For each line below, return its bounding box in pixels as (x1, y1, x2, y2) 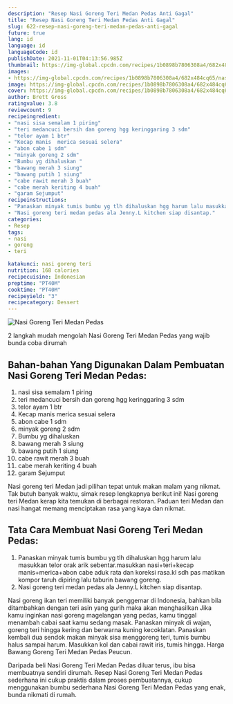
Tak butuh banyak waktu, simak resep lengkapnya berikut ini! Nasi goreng (8, 489, 218, 498)
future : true (8, 29, 46, 37)
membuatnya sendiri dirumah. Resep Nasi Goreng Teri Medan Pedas (8, 668, 203, 676)
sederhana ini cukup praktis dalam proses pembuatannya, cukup (8, 676, 193, 684)
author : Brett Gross (8, 94, 68, 101)
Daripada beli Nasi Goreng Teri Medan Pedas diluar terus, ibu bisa (8, 661, 196, 669)
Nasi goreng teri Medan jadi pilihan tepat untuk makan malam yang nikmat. (8, 482, 221, 490)
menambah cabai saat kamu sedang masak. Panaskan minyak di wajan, (8, 618, 212, 627)
